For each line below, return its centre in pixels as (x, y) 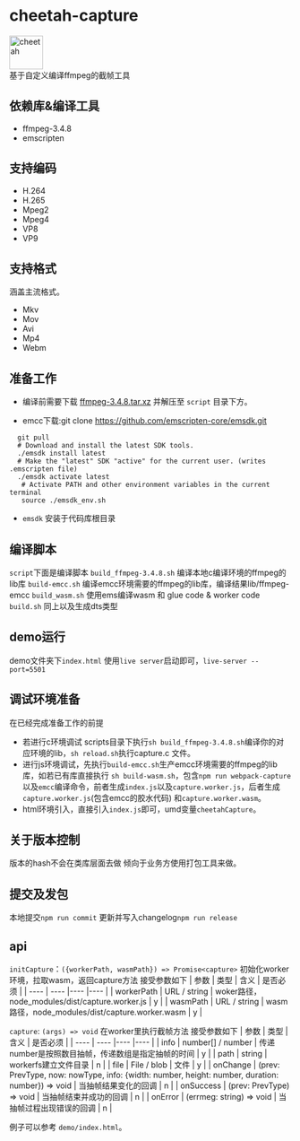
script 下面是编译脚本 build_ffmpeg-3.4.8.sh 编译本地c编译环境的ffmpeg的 (148, 572)
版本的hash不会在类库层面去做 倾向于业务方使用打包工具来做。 (125, 863)
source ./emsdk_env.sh (63, 501)
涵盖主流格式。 (37, 292)
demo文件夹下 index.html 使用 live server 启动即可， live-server (129, 660)
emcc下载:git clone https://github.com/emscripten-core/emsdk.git (144, 421)
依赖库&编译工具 (55, 106)
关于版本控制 (45, 840)
